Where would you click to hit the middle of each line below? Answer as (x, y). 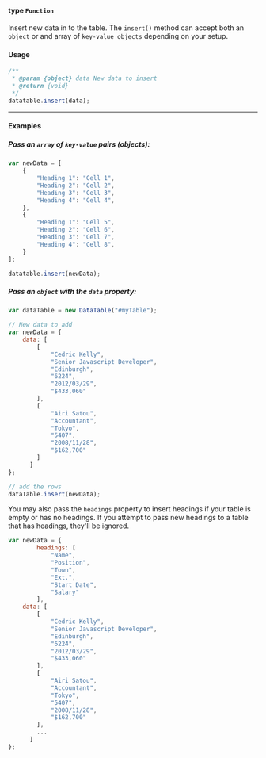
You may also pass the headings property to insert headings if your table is (130, 509)
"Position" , (70, 563)
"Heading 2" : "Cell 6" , (76, 230)
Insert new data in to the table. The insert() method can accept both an (126, 28)
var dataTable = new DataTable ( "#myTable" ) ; (83, 311)
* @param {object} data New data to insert (84, 78)
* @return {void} (40, 86)
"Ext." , (63, 577)
